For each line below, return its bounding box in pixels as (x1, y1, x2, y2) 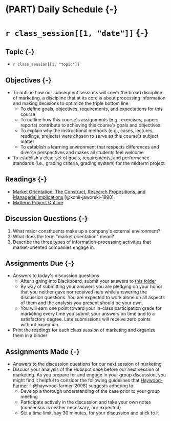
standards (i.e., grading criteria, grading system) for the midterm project (12, 160, 165, 166)
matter (20, 138, 35, 144)
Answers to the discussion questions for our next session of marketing (12, 361, 162, 367)
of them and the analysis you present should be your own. (20, 300, 143, 306)
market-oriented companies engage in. (12, 244, 96, 250)
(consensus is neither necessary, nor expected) (20, 405, 121, 411)
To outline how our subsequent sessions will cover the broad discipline (12, 90, 163, 95)
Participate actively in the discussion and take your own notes (20, 399, 151, 405)
